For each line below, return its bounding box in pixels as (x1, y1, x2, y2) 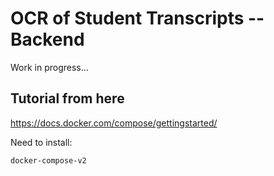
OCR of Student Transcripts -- (10, 7, 265, 30)
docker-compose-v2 (10, 155, 87, 166)
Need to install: (10, 136, 73, 148)
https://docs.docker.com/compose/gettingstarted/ (10, 117, 218, 129)
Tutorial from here (10, 90, 125, 107)
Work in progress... (10, 61, 89, 73)
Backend (10, 28, 85, 51)
